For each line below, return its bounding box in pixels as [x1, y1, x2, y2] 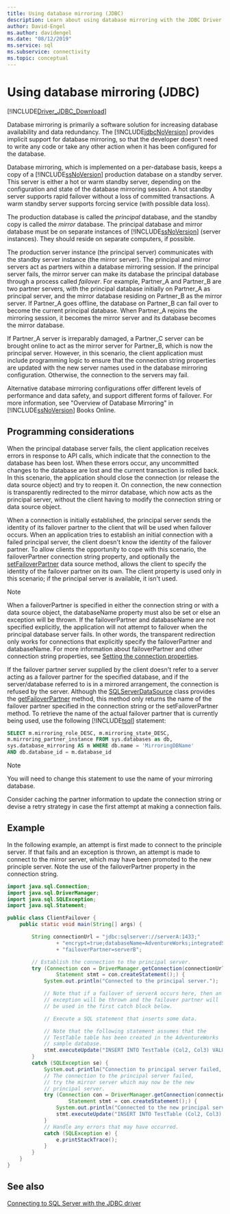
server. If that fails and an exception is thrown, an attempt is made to [7, 848, 201, 856]
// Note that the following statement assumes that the [43, 1028, 207, 1035]
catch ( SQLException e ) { [43, 1129, 118, 1137]
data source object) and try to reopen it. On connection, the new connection [7, 480, 222, 488]
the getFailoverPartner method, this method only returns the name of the [7, 695, 212, 703]
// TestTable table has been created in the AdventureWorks [43, 1034, 219, 1041]
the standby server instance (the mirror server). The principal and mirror [7, 255, 211, 263]
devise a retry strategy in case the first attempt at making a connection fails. [7, 802, 222, 811]
